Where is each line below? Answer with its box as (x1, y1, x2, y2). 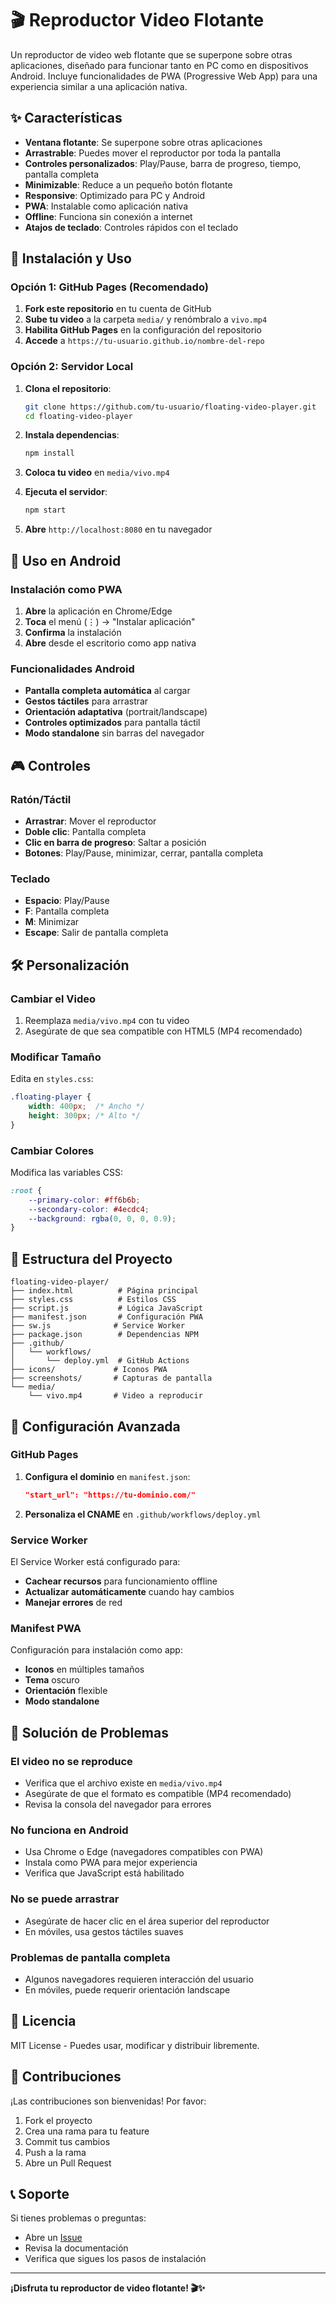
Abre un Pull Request (24, 2157, 112, 2169)
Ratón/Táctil (10, 792, 72, 806)
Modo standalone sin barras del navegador (24, 727, 205, 739)
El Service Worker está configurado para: (10, 1556, 181, 1568)
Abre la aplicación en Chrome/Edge (24, 605, 173, 617)
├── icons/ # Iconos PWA (10, 1365, 168, 1375)
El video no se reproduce (10, 1754, 133, 1768)
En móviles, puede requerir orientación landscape (24, 1983, 231, 1996)
